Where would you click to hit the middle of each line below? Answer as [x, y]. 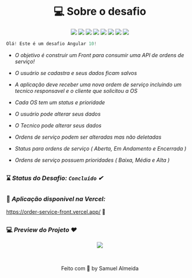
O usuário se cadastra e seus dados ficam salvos [76, 73]
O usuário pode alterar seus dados [58, 114]
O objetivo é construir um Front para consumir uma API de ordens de [99, 55]
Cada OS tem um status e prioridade [60, 102]
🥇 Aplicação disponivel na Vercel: [56, 199]
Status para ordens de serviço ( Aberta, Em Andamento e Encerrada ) [100, 148]
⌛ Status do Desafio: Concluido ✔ [55, 178]
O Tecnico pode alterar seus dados [58, 125]
